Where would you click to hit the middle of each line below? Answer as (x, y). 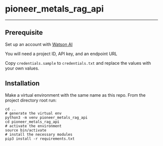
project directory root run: (31, 100)
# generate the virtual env (33, 113)
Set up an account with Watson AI (39, 44)
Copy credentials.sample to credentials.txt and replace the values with (78, 63)
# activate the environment (33, 126)
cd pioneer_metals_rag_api (32, 122)
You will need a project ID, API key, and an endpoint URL (61, 54)
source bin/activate (26, 130)
